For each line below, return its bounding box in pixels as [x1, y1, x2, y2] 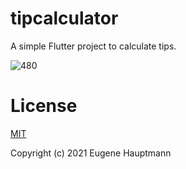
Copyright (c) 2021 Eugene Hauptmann [10, 147, 172, 159]
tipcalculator [10, 7, 119, 30]
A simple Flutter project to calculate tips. [10, 40, 177, 52]
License [10, 95, 78, 117]
